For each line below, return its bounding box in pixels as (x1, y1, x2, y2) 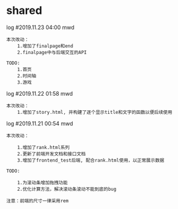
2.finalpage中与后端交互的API (17, 49, 87, 55)
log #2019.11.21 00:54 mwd (6, 119, 74, 127)
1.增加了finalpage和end (17, 43, 74, 49)
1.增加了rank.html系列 (17, 144, 70, 150)
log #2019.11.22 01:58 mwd (6, 90, 73, 97)
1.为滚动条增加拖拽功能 (17, 179, 68, 185)
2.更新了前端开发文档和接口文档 (17, 151, 86, 157)
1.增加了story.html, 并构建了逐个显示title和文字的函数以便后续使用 (17, 109, 173, 115)
